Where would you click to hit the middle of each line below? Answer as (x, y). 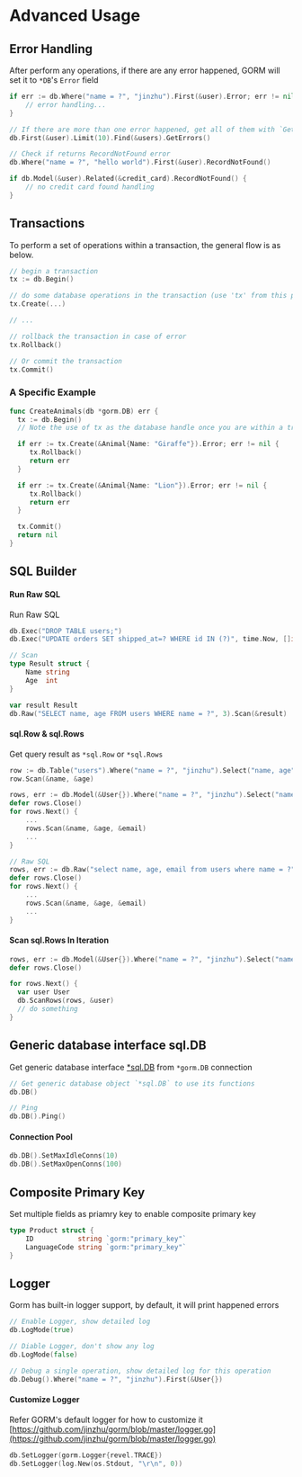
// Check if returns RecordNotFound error (90, 154)
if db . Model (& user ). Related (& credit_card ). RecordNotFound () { (128, 179)
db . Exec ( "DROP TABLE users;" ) (66, 631)
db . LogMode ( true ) (42, 1330)
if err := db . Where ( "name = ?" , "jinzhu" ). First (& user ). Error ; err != (144, 96)
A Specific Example (53, 392)
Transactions (47, 224)
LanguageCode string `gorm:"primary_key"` (106, 1247)
